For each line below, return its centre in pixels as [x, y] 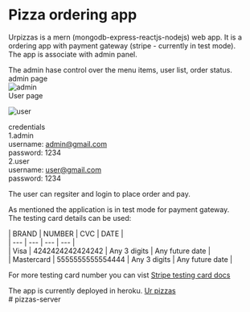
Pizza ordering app [73, 15]
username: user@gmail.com [55, 169]
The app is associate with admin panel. [73, 54]
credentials [27, 127]
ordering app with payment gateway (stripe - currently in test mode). [122, 45]
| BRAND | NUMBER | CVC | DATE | [66, 233]
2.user [19, 161]
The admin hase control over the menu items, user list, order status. [121, 69]
